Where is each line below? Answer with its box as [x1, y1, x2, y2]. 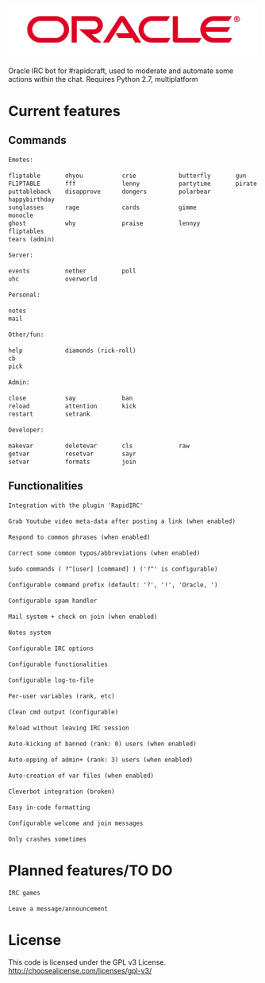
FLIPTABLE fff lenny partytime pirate [8, 180, 258, 188]
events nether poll [8, 267, 136, 275]
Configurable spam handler [8, 597, 98, 605]
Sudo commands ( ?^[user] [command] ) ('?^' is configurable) [8, 565, 218, 573]
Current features [8, 103, 121, 121]
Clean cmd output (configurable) [8, 708, 119, 716]
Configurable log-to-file [8, 676, 94, 684]
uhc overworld [8, 275, 98, 283]
